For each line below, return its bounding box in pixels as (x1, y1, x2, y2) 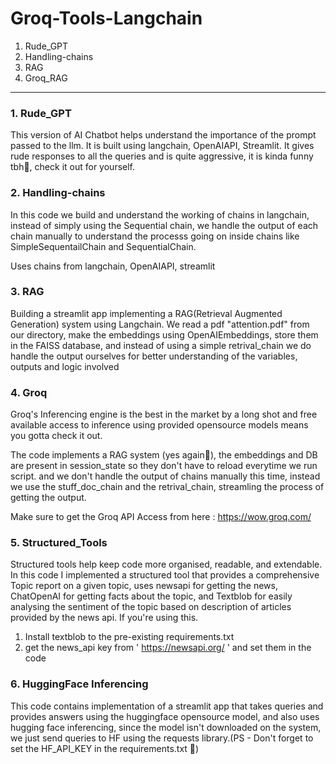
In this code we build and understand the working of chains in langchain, (10, 208, 310, 221)
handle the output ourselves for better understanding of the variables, (10, 350, 298, 362)
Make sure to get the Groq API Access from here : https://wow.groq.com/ (10, 511, 312, 523)
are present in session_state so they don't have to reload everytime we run (10, 460, 318, 472)
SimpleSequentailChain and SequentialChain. (10, 240, 197, 252)
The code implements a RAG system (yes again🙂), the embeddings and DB (10, 449, 318, 461)
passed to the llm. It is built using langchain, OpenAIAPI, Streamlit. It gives (10, 140, 315, 152)
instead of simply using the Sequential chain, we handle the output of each (10, 219, 319, 231)
